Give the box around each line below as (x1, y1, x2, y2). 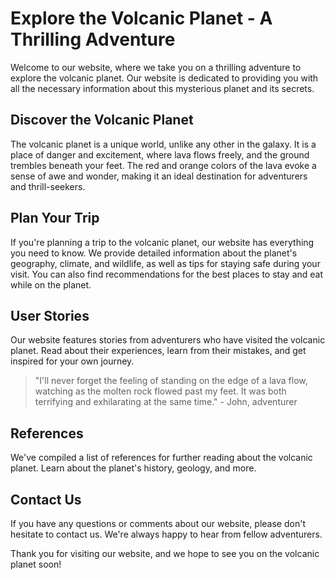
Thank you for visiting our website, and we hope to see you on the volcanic (10, 548, 320, 559)
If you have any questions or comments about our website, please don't (10, 518, 306, 529)
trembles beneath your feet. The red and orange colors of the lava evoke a (10, 159, 317, 171)
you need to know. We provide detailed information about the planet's (10, 247, 298, 259)
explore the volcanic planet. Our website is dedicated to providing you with (10, 72, 319, 84)
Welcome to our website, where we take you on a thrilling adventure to (10, 61, 302, 73)
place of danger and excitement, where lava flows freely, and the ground (10, 148, 310, 161)
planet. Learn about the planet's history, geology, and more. (10, 462, 257, 474)
